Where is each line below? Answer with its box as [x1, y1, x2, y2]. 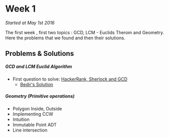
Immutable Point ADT [12, 122, 57, 128]
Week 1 [5, 3, 36, 15]
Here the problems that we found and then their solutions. [5, 35, 126, 41]
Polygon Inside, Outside [12, 106, 62, 112]
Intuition [12, 116, 30, 122]
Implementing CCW [12, 111, 53, 117]
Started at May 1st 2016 [5, 20, 54, 26]
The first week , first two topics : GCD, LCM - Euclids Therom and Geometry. [5, 29, 164, 35]
